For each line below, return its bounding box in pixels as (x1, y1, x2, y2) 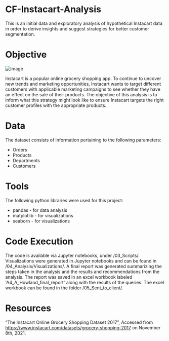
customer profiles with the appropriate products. (5, 102, 107, 108)
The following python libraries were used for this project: (5, 197, 123, 203)
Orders (12, 146, 27, 153)
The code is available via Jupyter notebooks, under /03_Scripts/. (5, 252, 140, 258)
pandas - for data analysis (12, 207, 67, 213)
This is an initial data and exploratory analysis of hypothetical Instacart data (5, 20, 163, 26)
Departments (12, 157, 40, 163)
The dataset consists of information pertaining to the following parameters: (5, 137, 162, 143)
